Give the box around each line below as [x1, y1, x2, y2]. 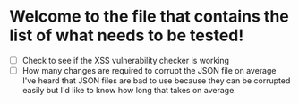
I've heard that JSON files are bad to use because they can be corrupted [21, 75, 291, 86]
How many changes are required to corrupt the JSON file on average [21, 65, 277, 75]
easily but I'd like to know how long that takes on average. [21, 85, 237, 96]
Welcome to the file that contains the [9, 6, 289, 27]
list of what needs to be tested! [9, 25, 244, 46]
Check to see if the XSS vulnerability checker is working [21, 55, 230, 65]
